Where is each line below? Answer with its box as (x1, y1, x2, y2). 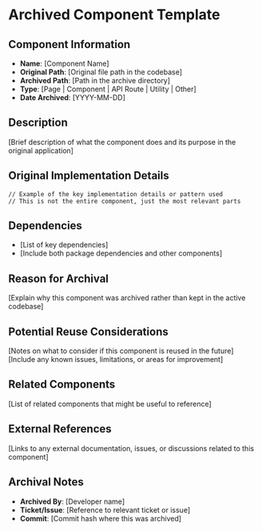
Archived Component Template (8, 6, 220, 24)
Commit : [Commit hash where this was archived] (19, 513, 182, 523)
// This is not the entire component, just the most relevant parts (8, 197, 241, 205)
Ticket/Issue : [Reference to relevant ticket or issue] (19, 505, 190, 514)
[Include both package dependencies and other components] (19, 248, 222, 258)
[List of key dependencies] (19, 240, 109, 250)
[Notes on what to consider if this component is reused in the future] (8, 346, 234, 356)
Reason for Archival (8, 272, 109, 285)
